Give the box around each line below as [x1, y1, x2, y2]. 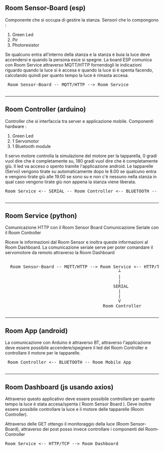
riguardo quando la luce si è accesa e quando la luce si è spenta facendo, [5, 67, 154, 73]
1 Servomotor [12, 138, 39, 144]
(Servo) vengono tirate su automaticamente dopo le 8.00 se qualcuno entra [5, 168, 157, 174]
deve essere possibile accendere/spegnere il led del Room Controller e [5, 345, 148, 351]
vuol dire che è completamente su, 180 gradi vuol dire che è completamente [5, 158, 158, 164]
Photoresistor [12, 42, 40, 48]
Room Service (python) [5, 212, 77, 220]
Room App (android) [5, 327, 68, 335]
